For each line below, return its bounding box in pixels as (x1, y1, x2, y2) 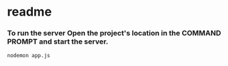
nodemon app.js (7, 52, 51, 59)
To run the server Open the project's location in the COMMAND (7, 29, 221, 38)
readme (7, 4, 52, 20)
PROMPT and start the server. (7, 37, 109, 46)
